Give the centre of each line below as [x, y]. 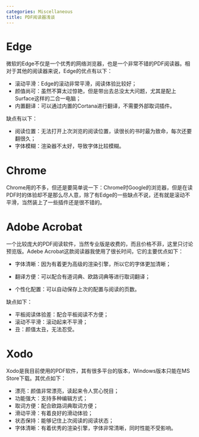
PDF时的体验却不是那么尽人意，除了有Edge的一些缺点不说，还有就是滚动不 [98, 195]
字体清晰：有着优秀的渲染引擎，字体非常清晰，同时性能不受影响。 [95, 428]
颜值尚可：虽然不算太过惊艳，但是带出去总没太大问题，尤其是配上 [95, 91]
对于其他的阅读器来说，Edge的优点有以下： [59, 71]
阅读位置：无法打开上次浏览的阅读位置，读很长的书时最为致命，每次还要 [103, 131]
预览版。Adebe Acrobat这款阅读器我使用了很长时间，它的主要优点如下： [95, 251]
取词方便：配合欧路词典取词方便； [56, 406]
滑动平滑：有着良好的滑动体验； [54, 413]
